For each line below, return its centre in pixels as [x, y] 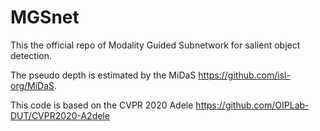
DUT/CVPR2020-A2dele [60, 115]
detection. [31, 55]
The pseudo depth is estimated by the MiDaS [103, 75]
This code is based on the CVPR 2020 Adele [102, 105]
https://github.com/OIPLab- [252, 105]
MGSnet [45, 17]
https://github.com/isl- [244, 75]
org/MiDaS [32, 85]
